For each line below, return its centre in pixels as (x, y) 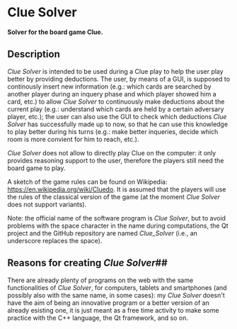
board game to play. (36, 168)
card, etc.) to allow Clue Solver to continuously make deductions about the (116, 101)
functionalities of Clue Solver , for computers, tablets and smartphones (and (117, 287)
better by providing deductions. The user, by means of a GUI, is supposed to (119, 79)
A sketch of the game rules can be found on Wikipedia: (87, 182)
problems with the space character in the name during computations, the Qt (118, 225)
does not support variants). (47, 204)
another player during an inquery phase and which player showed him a (112, 94)
